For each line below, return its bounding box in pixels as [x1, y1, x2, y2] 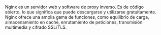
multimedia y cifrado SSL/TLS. [5, 24, 67, 30]
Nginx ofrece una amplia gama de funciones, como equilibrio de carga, [5, 14, 149, 20]
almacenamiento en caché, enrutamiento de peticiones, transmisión [5, 19, 143, 25]
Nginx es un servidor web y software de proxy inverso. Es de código [5, 4, 144, 10]
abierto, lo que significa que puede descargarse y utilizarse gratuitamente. [5, 9, 157, 15]
